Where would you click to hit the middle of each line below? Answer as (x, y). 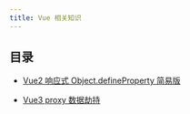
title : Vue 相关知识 (45, 18)
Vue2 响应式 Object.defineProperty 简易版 (101, 81)
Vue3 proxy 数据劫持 (61, 100)
